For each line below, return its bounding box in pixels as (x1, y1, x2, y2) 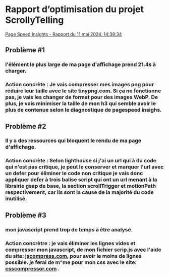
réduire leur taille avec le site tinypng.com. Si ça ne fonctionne (5, 87, 161, 94)
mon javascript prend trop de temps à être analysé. (5, 226, 133, 233)
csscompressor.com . (5, 265, 60, 272)
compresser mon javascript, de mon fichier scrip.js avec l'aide (5, 246, 161, 253)
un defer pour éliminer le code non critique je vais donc (5, 170, 143, 177)
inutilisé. (5, 195, 27, 202)
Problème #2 (5, 122, 46, 130)
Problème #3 (5, 211, 46, 219)
